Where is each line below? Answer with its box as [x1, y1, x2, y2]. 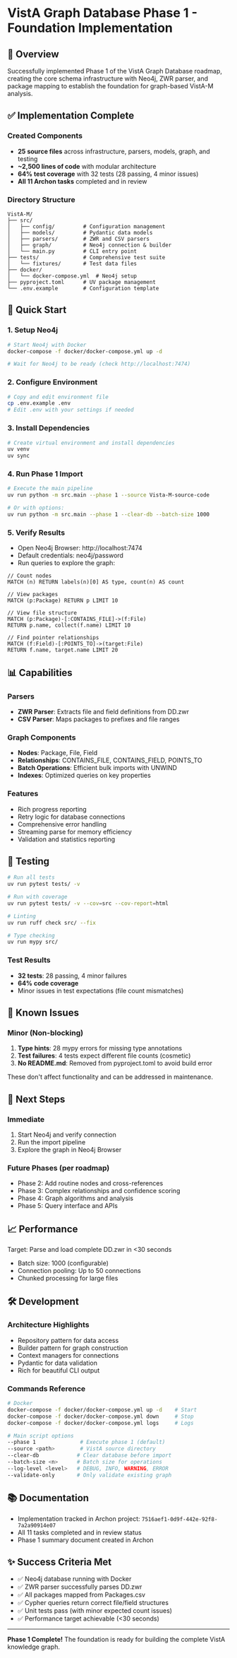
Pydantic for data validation [17, 1358, 97, 1367]
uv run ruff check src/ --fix [7, 919, 97, 926]
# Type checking [7, 932, 55, 939]
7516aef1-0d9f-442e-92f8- [141, 1515, 218, 1523]
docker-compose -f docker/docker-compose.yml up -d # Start [7, 1406, 197, 1414]
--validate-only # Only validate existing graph [7, 1472, 172, 1479]
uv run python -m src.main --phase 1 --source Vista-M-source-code [7, 492, 210, 499]
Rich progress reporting [17, 805, 87, 813]
